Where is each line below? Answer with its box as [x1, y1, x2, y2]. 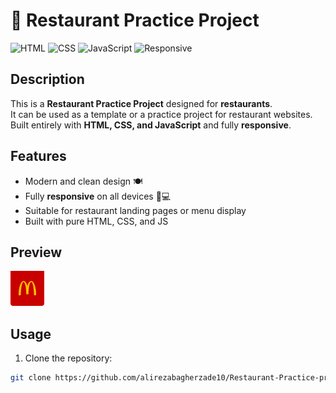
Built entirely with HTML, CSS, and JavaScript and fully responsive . [10, 119, 292, 131]
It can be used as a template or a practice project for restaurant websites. [10, 108, 313, 120]
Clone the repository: [24, 352, 113, 364]
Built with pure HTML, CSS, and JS [24, 215, 169, 227]
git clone [10, 373, 52, 383]
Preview [10, 244, 63, 261]
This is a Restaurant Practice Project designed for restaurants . [10, 97, 273, 109]
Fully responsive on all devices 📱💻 [24, 190, 172, 202]
